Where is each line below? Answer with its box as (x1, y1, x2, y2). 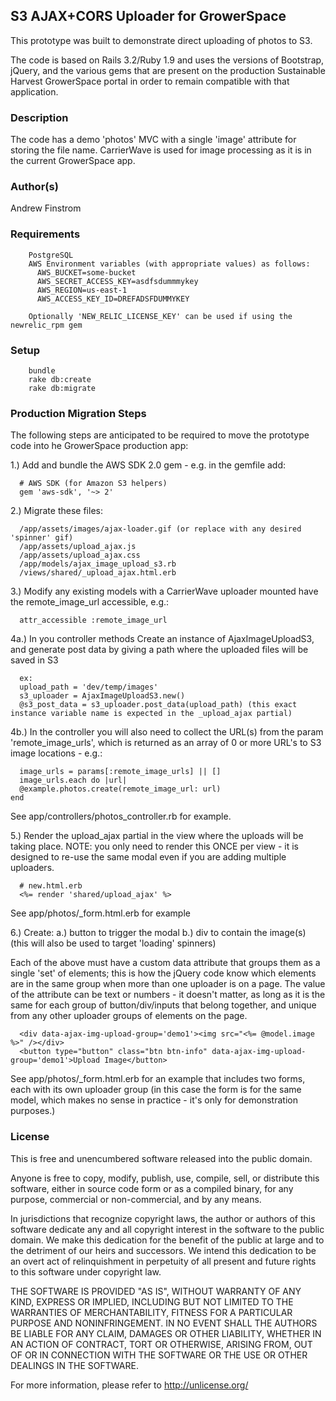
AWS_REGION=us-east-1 (36, 285, 128, 295)
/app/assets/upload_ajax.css (19, 550, 141, 561)
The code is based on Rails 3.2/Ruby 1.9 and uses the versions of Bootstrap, (10, 54, 325, 66)
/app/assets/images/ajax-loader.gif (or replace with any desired (19, 524, 302, 534)
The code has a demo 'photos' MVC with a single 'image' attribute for (10, 134, 297, 146)
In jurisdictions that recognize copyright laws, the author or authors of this (10, 1212, 316, 1224)
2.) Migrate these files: (10, 505, 103, 517)
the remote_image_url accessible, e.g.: (10, 596, 170, 608)
